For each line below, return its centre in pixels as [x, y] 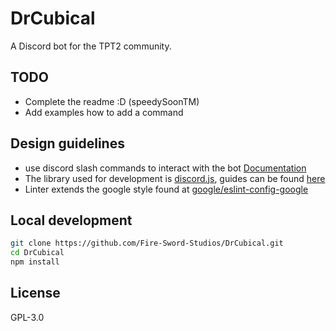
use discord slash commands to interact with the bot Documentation [165, 168]
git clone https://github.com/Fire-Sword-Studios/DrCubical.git [147, 243]
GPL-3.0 [27, 317]
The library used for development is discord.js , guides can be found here [175, 178]
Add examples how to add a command [104, 112]
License [35, 293]
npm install [35, 262]
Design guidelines [67, 143]
